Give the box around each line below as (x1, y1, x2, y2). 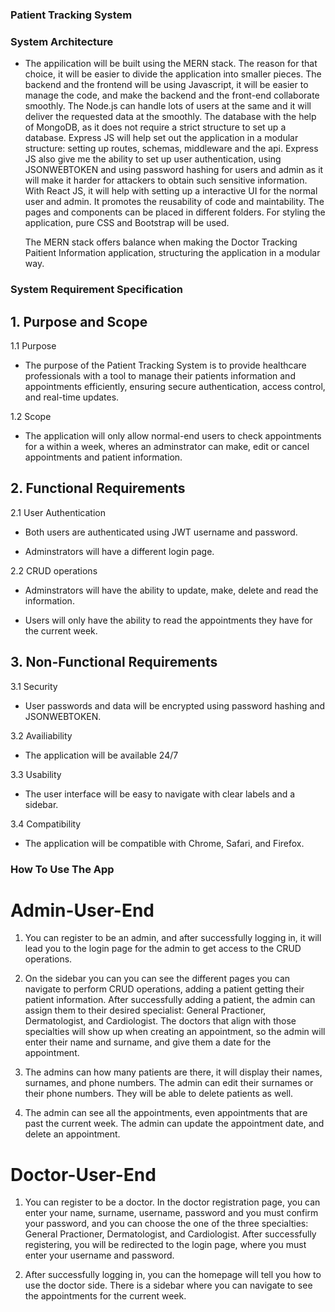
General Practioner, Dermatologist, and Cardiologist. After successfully (24, 1228, 317, 1240)
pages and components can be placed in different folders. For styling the (24, 206, 326, 218)
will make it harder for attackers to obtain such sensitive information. (24, 174, 308, 187)
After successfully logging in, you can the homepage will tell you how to (24, 1269, 322, 1281)
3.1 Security (10, 680, 58, 692)
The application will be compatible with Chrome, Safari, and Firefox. (24, 837, 305, 849)
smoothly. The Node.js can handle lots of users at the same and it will (24, 100, 312, 112)
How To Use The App (10, 862, 115, 876)
